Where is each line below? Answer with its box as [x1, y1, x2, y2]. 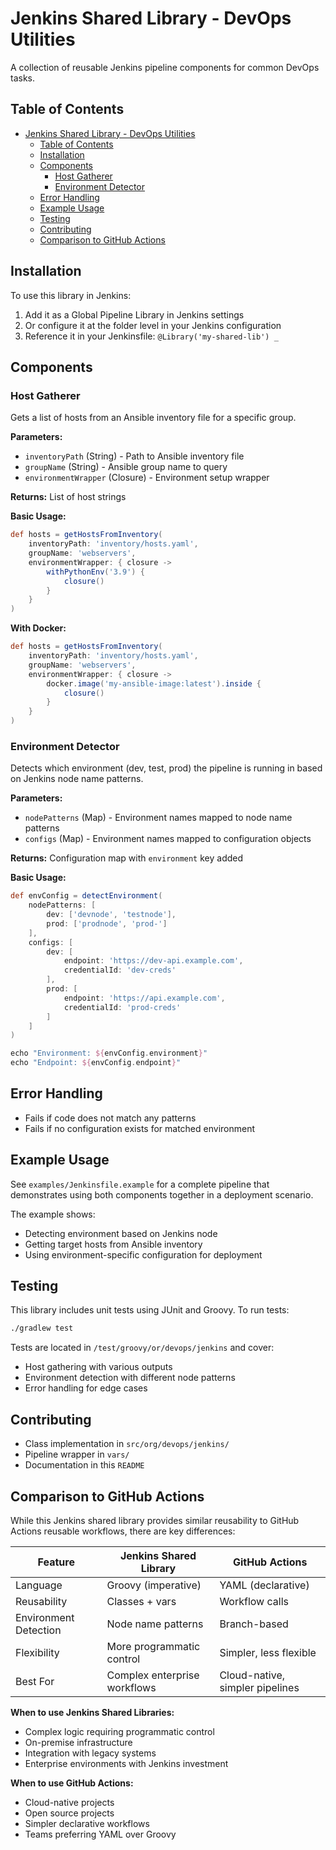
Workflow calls [219, 1594, 289, 1608]
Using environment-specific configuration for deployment [24, 1248, 263, 1261]
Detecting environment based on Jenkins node [24, 1227, 218, 1239]
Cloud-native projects [24, 1796, 115, 1808]
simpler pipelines [219, 1680, 300, 1694]
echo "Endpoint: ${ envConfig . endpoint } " [10, 1058, 182, 1068]
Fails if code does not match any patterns [24, 1112, 197, 1124]
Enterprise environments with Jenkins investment [24, 1757, 229, 1769]
